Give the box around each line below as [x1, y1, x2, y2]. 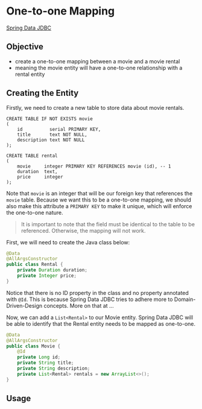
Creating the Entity [6, 88, 79, 98]
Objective [6, 42, 44, 52]
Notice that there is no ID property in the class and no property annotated [6, 289, 189, 296]
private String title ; [17, 360, 74, 366]
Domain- [174, 296, 196, 303]
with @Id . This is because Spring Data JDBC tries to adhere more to [6, 296, 173, 303]
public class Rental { [6, 261, 63, 268]
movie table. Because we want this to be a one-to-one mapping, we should [6, 196, 192, 203]
